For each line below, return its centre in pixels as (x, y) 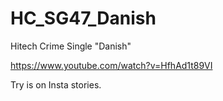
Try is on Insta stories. (56, 84)
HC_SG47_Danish (83, 18)
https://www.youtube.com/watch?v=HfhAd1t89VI (111, 65)
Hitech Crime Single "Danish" (71, 46)
